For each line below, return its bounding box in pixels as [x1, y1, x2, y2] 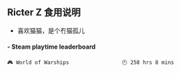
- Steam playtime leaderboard [7, 42, 96, 51]
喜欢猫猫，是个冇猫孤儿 [17, 26, 85, 35]
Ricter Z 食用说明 [7, 6, 81, 19]
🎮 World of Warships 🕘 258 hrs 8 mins [7, 59, 174, 66]
